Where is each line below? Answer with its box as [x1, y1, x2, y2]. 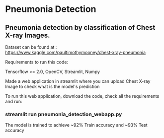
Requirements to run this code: [5, 59, 69, 65]
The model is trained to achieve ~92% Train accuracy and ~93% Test [5, 122, 148, 128]
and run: [5, 98, 22, 104]
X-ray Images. [5, 31, 51, 39]
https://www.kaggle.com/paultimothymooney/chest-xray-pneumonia [5, 50, 146, 55]
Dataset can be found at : [5, 44, 57, 50]
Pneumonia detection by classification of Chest [5, 23, 156, 32]
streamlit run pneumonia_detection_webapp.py [5, 111, 122, 118]
